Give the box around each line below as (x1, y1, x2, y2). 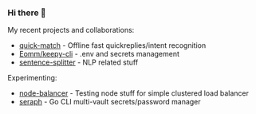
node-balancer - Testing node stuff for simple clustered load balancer (18, 88, 249, 98)
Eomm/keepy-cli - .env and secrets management (18, 49, 180, 59)
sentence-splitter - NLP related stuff (18, 57, 139, 67)
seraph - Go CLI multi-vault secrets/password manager (18, 97, 201, 107)
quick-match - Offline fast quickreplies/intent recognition (18, 41, 207, 50)
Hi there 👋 (7, 7, 47, 18)
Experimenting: (7, 73, 57, 83)
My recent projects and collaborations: (7, 26, 135, 35)
